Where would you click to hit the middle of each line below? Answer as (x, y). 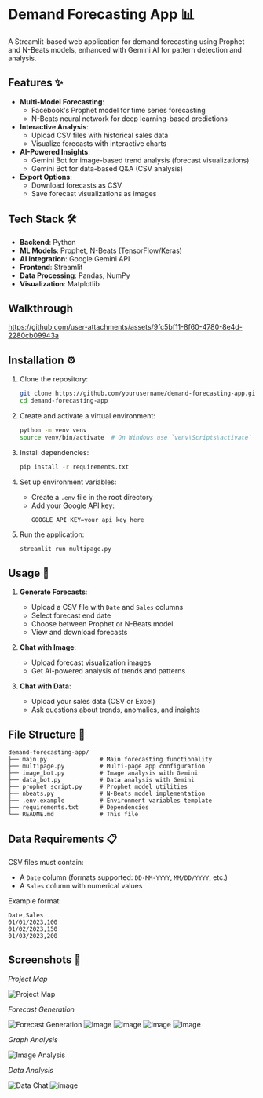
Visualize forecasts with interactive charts (99, 143)
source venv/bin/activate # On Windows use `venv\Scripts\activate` (136, 437)
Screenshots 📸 (45, 960)
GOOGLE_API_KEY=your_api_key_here (88, 520)
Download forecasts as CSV (77, 185)
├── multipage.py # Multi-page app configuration (107, 766)
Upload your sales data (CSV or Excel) (93, 702)
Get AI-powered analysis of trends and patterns (108, 671)
